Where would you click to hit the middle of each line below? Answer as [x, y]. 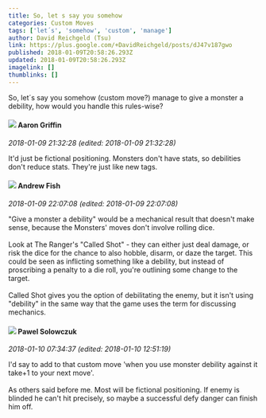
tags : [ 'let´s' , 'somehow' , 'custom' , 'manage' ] [90, 30]
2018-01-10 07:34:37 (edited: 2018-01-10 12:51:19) [90, 349]
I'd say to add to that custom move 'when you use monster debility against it [133, 365]
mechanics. [27, 312]
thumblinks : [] [33, 75]
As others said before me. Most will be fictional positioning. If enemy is [124, 390]
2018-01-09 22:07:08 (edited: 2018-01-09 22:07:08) [93, 204]
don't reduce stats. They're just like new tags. [83, 166]
